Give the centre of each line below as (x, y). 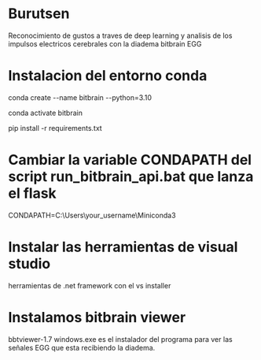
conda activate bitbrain (45, 113)
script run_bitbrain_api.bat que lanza (131, 177)
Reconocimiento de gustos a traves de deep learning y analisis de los (120, 35)
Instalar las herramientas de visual (123, 247)
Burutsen (39, 14)
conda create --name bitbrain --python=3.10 (80, 97)
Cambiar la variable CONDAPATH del (130, 160)
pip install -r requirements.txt (55, 128)
